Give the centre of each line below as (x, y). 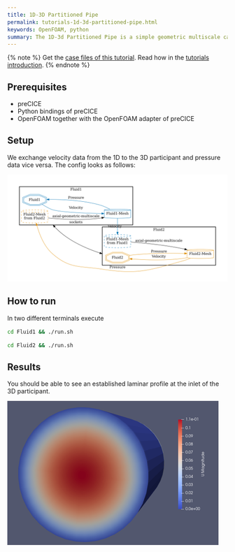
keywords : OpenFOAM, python (48, 29)
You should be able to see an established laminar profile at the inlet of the (113, 384)
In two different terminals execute (56, 318)
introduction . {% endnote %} (49, 65)
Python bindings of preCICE (57, 111)
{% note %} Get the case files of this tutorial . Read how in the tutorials (108, 58)
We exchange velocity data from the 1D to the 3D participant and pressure (114, 157)
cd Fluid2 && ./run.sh (40, 345)
